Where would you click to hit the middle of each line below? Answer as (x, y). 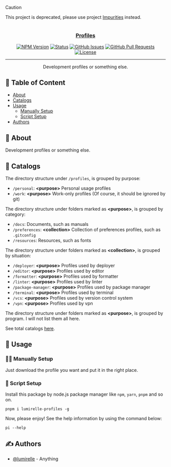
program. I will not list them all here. (43, 318)
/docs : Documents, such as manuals (51, 224)
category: (15, 214)
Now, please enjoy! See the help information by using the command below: (84, 418)
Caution (13, 7)
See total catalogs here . (30, 328)
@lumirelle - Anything (35, 459)
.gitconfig (24, 236)
